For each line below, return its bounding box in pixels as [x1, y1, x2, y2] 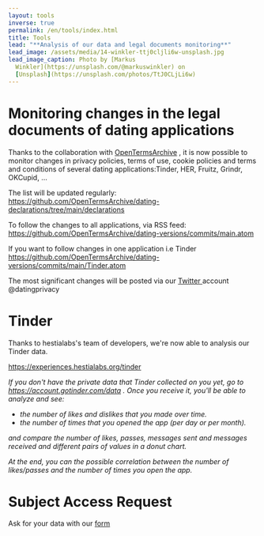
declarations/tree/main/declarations [8, 205, 125, 214]
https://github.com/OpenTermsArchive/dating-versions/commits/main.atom [8, 228, 255, 238]
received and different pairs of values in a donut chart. [8, 441, 187, 451]
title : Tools [8, 33, 51, 42]
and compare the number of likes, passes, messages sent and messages [8, 432, 247, 443]
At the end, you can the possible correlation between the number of [8, 456, 229, 466]
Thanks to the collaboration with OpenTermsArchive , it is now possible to [8, 147, 248, 157]
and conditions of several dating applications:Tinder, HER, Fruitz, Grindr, [8, 164, 243, 174]
